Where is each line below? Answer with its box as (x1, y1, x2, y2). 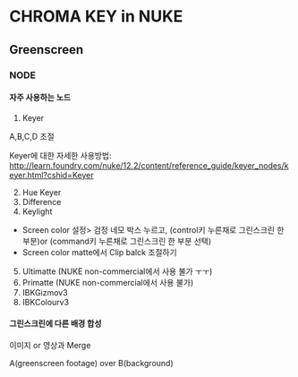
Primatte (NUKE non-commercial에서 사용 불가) (21, 277, 194, 287)
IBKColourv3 (21, 296, 70, 307)
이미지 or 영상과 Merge (9, 339, 91, 350)
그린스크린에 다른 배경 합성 (9, 318, 102, 329)
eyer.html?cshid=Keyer (9, 169, 94, 180)
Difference (21, 196, 62, 207)
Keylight (21, 206, 53, 217)
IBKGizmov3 (21, 287, 69, 297)
